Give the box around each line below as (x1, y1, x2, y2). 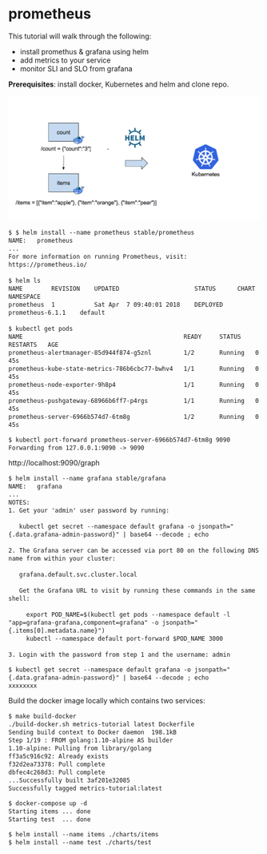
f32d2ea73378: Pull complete (8, 760, 106, 769)
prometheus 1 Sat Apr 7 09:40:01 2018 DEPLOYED (8, 301, 224, 309)
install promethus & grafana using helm (19, 46, 149, 56)
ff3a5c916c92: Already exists (8, 752, 110, 761)
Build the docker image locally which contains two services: (8, 696, 205, 706)
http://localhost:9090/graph (8, 458, 100, 468)
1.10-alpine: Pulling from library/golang (8, 744, 152, 753)
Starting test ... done (8, 816, 91, 824)
